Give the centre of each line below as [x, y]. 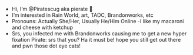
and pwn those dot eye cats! [46, 46]
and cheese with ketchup [42, 27]
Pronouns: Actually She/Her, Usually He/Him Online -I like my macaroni [98, 21]
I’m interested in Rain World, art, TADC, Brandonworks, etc [83, 15]
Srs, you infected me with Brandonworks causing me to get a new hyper [99, 34]
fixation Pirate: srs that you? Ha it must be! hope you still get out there [96, 40]
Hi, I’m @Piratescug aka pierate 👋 [52, 9]
